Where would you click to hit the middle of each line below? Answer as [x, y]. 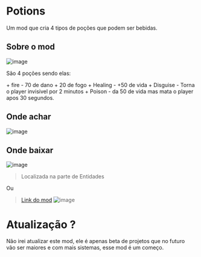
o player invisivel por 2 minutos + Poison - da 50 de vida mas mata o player [100, 91]
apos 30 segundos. [30, 97]
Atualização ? [41, 224]
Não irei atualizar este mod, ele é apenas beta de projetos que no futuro [96, 241]
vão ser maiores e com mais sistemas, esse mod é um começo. [85, 248]
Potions [26, 11]
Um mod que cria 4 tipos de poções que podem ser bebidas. [82, 28]
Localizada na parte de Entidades [62, 177]
